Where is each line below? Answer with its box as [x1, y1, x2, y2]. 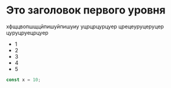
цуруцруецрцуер [6, 29, 49, 36]
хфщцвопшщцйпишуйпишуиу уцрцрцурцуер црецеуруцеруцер [6, 23, 164, 30]
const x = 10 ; [6, 77, 41, 83]
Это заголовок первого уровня [6, 4, 166, 17]
